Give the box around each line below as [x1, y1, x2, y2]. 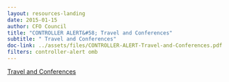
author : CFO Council [7, 23, 68, 30]
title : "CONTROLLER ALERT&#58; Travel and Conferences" [7, 29, 173, 37]
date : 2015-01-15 [7, 17, 58, 23]
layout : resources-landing [7, 10, 86, 17]
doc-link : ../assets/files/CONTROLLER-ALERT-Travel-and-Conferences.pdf [7, 42, 223, 49]
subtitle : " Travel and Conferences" [7, 36, 117, 43]
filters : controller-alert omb [7, 49, 98, 56]
